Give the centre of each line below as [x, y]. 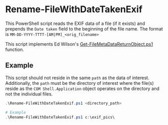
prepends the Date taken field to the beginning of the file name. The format [84, 28]
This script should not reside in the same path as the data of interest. [77, 78]
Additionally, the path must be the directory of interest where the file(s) [80, 83]
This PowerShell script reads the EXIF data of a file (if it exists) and [75, 23]
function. [15, 49]
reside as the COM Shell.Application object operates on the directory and [82, 88]
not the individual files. [29, 94]
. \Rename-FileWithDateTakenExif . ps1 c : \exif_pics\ [60, 117]
